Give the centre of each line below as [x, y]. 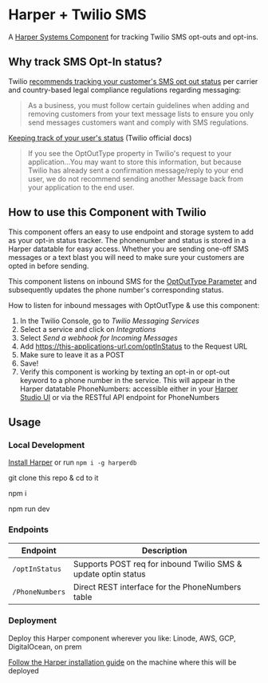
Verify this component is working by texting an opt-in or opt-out [124, 371]
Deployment [33, 621]
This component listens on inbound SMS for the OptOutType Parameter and [132, 281]
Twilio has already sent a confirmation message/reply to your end [136, 170]
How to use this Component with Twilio [107, 212]
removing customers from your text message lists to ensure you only [140, 114]
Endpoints [29, 529]
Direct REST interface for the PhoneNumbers [157, 587]
